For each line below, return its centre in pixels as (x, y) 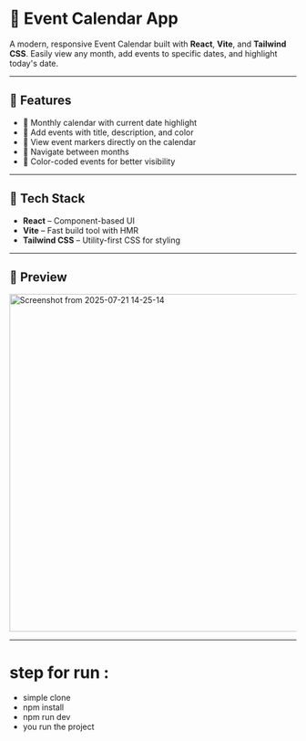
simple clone (46, 698)
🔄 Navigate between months (76, 151)
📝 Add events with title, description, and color (108, 132)
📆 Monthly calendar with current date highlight (110, 122)
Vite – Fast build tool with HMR (81, 230)
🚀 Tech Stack (47, 198)
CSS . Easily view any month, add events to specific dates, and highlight (143, 53)
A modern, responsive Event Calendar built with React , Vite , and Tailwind (148, 44)
